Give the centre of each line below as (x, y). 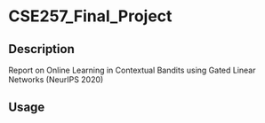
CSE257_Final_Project (90, 16)
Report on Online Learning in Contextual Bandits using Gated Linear (132, 70)
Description (41, 49)
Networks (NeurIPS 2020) (56, 80)
